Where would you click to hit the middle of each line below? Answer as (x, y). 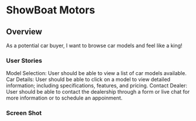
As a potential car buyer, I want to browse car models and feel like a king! (94, 45)
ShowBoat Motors (51, 10)
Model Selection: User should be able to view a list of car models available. (97, 73)
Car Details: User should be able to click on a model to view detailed (88, 80)
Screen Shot (24, 113)
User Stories (24, 61)
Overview (24, 32)
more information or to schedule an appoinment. (64, 98)
